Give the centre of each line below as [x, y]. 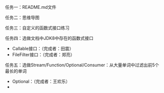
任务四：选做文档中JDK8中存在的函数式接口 [49, 38]
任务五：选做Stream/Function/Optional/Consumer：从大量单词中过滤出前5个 [82, 65]
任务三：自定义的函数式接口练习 [37, 28]
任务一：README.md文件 [31, 7]
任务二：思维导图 [22, 18]
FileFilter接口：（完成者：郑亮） [43, 55]
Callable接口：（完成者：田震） [43, 48]
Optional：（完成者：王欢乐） [41, 81]
